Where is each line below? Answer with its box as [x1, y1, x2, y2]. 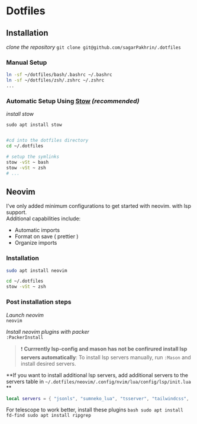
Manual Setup [6, 58, 47, 67]
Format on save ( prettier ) [14, 233, 79, 240]
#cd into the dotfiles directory [6, 138, 89, 144]
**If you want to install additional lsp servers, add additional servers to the [6, 371, 188, 378]
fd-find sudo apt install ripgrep [6, 413, 92, 419]
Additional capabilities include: [6, 215, 81, 222]
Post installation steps [6, 298, 72, 306]
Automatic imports [14, 227, 60, 234]
